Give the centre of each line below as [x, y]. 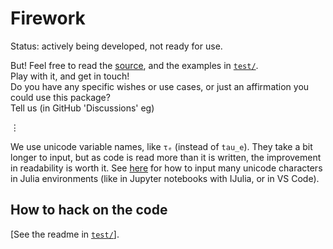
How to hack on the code [89, 210]
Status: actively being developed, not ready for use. [116, 46]
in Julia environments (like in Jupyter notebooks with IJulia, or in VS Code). [165, 178]
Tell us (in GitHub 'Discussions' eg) [82, 108]
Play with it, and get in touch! [70, 76]
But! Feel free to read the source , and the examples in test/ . [134, 65]
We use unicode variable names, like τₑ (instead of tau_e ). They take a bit [161, 146]
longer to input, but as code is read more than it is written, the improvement [166, 157]
